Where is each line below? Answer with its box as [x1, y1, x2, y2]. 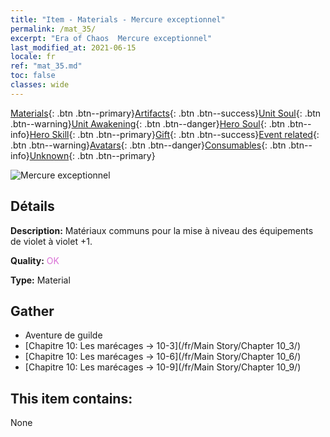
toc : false [10, 71, 56, 81]
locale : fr [10, 52, 56, 62]
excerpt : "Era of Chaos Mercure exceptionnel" [10, 33, 213, 43]
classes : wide [10, 80, 70, 90]
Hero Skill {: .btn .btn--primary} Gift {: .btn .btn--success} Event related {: [29, 128, 320, 140]
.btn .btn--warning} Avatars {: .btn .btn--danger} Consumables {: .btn [10, 139, 287, 151]
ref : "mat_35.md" [10, 61, 83, 71]
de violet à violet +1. [10, 235, 93, 247]
